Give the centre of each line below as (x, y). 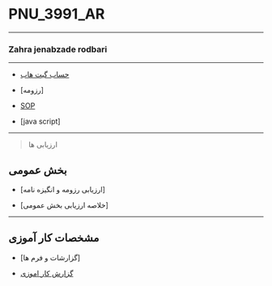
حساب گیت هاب (45, 74)
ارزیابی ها (43, 145)
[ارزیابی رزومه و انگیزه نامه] (62, 190)
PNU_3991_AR (57, 14)
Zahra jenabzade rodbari (58, 49)
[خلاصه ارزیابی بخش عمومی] (64, 205)
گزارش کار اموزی (47, 273)
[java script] (40, 121)
